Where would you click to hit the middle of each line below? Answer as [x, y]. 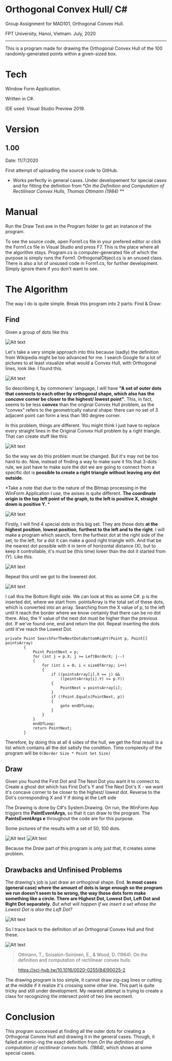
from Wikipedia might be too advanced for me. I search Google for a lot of [83, 357]
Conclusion [30, 1017]
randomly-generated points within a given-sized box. [61, 54]
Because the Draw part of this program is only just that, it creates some [81, 848]
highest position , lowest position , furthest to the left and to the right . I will [85, 529]
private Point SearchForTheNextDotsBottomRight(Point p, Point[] [76, 638]
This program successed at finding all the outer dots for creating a [75, 1031]
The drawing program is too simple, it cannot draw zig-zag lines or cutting [84, 980]
